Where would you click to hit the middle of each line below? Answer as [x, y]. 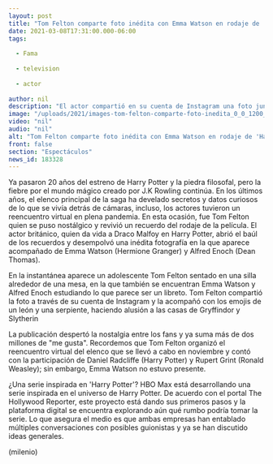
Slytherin [24, 319]
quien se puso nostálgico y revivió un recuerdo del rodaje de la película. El [133, 226]
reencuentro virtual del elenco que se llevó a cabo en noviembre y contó [130, 352]
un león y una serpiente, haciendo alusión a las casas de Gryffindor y [124, 310]
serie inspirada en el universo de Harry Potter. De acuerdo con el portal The [135, 393]
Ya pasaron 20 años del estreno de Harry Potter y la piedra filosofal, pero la [135, 183]
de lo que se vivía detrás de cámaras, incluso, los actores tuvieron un [125, 208]
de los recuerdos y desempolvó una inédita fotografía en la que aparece [129, 243]
